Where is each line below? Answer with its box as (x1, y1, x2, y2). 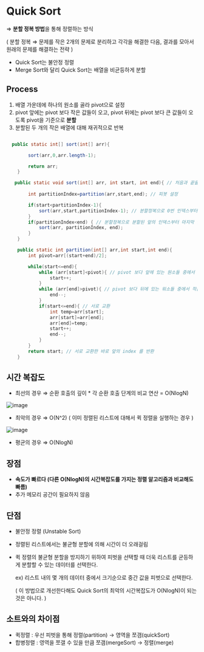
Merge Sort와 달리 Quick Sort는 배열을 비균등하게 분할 (15, 66, 146, 74)
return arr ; (28, 163, 59, 170)
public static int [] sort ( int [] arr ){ (12, 141, 110, 147)
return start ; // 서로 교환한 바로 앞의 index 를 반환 (28, 348, 155, 354)
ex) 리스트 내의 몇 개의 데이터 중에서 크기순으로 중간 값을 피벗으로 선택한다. (15, 574, 193, 582)
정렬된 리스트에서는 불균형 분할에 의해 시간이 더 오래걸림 (15, 541, 149, 548)
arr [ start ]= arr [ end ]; (49, 314, 104, 320)
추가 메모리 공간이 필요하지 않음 (15, 491, 90, 498)
